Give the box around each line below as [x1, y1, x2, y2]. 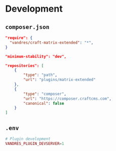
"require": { [5, 35, 33, 41]
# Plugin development [5, 136, 51, 141]
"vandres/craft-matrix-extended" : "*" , [10, 40, 94, 45]
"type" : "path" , [23, 72, 57, 78]
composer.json [5, 23, 49, 30]
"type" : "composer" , [23, 91, 67, 96]
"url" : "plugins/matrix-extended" [23, 77, 96, 83]
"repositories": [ [5, 63, 44, 68]
